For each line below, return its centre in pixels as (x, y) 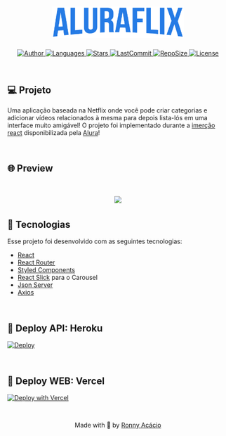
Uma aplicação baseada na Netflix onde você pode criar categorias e (107, 110)
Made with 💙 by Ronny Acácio (118, 425)
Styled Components (46, 270)
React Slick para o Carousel (58, 278)
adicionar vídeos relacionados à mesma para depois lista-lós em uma (108, 117)
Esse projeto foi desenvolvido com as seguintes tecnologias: (95, 241)
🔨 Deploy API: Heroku (55, 328)
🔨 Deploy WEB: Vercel (56, 381)
